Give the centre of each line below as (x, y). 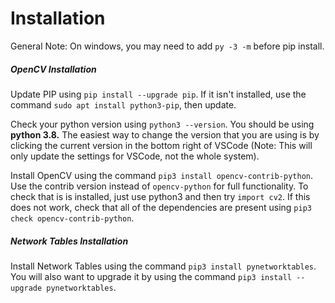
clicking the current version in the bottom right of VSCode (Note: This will (161, 145)
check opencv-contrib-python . (72, 218)
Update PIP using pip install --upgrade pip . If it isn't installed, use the (158, 94)
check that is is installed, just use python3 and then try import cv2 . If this (160, 196)
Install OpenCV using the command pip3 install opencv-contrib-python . (162, 175)
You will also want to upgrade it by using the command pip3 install (151, 276)
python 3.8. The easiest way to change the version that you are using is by (165, 134)
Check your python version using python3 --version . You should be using (162, 124)
